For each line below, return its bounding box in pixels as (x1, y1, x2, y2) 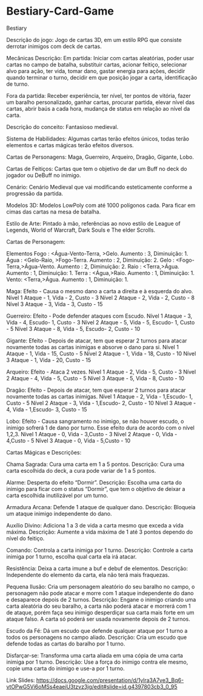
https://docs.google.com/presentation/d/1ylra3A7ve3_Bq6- (36, 677, 184, 684)
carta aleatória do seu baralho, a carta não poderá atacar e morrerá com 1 (6, 602, 191, 610)
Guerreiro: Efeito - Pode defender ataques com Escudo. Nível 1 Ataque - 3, (6, 312, 193, 319)
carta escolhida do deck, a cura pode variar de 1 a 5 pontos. (6, 467, 156, 474)
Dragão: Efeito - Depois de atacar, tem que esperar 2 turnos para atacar (6, 386, 186, 394)
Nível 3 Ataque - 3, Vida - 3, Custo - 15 (6, 300, 103, 308)
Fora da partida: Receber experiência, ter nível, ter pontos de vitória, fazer (6, 92, 191, 99)
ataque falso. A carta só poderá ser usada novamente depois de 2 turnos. (6, 615, 191, 622)
